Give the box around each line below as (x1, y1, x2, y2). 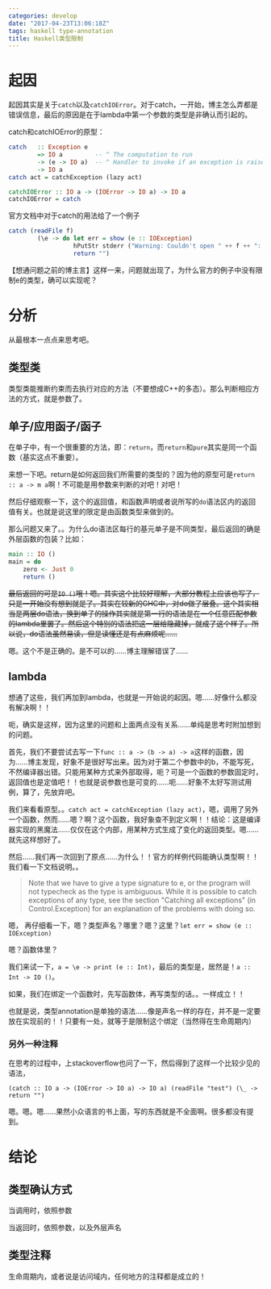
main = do (8, 558, 42, 566)
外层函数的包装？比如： (8, 534, 86, 544)
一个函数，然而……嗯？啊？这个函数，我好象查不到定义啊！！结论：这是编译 (8, 814, 261, 824)
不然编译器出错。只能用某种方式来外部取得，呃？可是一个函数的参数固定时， (8, 767, 263, 776)
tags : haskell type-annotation (8, 27, 114, 35)
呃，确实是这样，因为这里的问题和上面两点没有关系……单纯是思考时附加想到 (8, 719, 261, 729)
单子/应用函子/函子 (8, 419, 102, 433)
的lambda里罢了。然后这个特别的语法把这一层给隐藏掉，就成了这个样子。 (8, 618, 252, 628)
